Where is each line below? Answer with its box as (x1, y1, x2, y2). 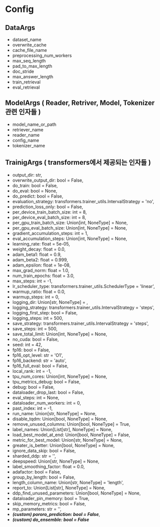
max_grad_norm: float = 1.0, (12, 267, 70, 273)
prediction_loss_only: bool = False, (12, 204, 83, 210)
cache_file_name (12, 47, 47, 53)
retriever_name (12, 126, 44, 133)
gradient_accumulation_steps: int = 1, (12, 230, 88, 236)
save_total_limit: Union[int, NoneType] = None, (12, 331, 108, 337)
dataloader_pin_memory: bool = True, (12, 495, 89, 501)
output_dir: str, (12, 172, 42, 178)
